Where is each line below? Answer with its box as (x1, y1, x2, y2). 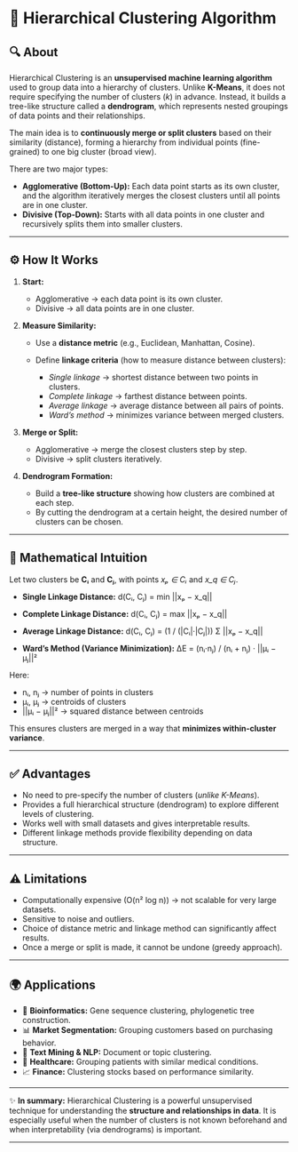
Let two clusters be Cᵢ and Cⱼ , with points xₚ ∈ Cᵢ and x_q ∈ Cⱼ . (9, 573, 239, 585)
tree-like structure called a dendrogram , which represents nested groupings (9, 101, 288, 111)
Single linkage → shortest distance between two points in (48, 372, 259, 382)
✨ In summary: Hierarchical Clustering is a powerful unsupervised (9, 1095, 253, 1106)
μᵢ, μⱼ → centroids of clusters (21, 696, 127, 707)
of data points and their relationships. (9, 110, 146, 121)
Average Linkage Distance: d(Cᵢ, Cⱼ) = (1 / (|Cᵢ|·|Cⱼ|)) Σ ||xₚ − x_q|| (21, 626, 263, 636)
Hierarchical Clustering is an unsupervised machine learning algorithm (9, 73, 273, 83)
